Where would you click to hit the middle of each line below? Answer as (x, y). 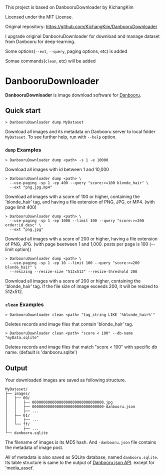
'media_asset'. (20, 468)
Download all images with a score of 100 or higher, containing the (72, 196)
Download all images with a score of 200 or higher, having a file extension (81, 239)
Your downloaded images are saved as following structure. (66, 380)
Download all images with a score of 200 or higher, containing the (73, 281)
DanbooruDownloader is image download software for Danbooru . (73, 95)
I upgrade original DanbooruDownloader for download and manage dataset (82, 36)
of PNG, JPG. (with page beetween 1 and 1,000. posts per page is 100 (77, 244)
